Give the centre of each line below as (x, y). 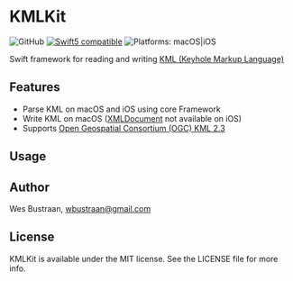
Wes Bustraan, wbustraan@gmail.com (80, 208)
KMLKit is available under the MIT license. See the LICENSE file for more (144, 258)
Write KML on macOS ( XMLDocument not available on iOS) (132, 118)
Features (35, 87)
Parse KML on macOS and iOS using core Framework (121, 109)
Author (29, 187)
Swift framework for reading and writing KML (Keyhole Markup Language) (147, 59)
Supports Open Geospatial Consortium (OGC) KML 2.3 (124, 128)
